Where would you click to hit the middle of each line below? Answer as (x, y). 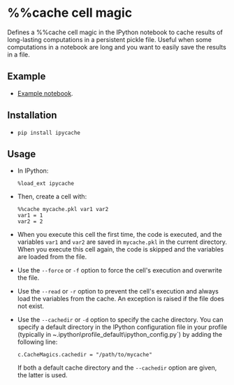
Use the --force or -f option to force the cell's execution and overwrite (119, 270)
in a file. (19, 55)
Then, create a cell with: (52, 196)
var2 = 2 (30, 221)
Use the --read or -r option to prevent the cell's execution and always (118, 291)
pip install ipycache (49, 133)
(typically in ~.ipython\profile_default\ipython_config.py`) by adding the (119, 335)
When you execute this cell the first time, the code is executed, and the (119, 235)
